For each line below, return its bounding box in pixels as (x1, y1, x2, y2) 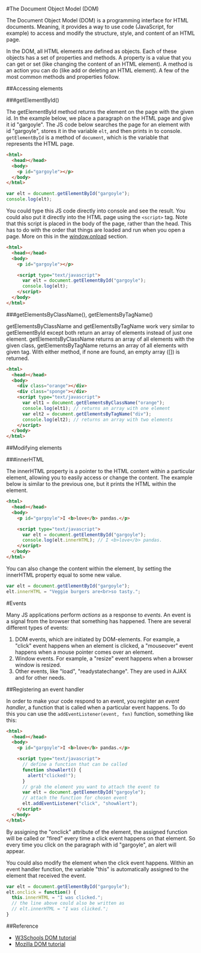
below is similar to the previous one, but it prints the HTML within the (6, 480, 176, 488)
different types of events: (6, 624, 69, 631)
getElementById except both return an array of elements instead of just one (6, 329, 193, 336)
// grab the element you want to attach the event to (22, 784, 160, 790)
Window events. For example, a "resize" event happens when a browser (14, 654, 193, 662)
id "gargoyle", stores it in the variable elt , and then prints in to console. (6, 128, 182, 134)
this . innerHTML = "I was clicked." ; (11, 895, 103, 901)
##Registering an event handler (6, 686, 84, 693)
